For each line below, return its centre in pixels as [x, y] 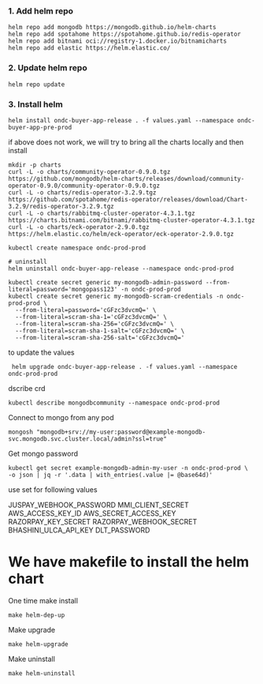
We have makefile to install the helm [129, 562]
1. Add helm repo [41, 11]
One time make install [43, 600]
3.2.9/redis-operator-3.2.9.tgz [61, 206]
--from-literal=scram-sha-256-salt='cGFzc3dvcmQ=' [100, 337]
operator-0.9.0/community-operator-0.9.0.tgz [84, 186]
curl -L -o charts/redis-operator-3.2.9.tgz [82, 192]
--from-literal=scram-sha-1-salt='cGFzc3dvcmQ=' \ [100, 331]
